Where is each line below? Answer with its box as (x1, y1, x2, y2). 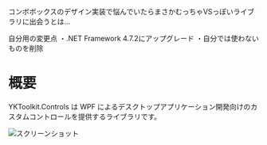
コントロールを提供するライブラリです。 (29, 112, 162, 121)
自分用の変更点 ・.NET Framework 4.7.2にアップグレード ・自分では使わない (8, 34, 259, 43)
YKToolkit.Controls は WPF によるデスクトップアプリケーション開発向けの (8, 101, 251, 111)
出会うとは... (29, 17, 71, 26)
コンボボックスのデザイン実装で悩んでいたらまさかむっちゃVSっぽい (8, 7, 234, 16)
